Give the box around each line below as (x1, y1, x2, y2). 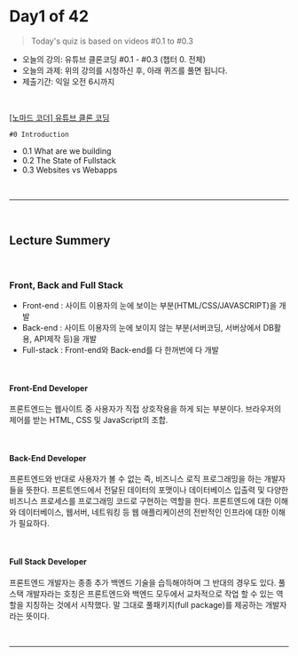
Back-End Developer (9, 452, 87, 463)
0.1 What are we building (21, 145, 112, 156)
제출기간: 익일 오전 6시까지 (21, 76, 115, 86)
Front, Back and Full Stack (9, 278, 124, 291)
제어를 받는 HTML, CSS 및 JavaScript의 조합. (9, 415, 169, 426)
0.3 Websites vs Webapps (21, 164, 118, 175)
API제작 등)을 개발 (34, 333, 98, 344)
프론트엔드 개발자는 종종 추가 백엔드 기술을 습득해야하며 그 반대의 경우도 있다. (9, 577, 277, 588)
